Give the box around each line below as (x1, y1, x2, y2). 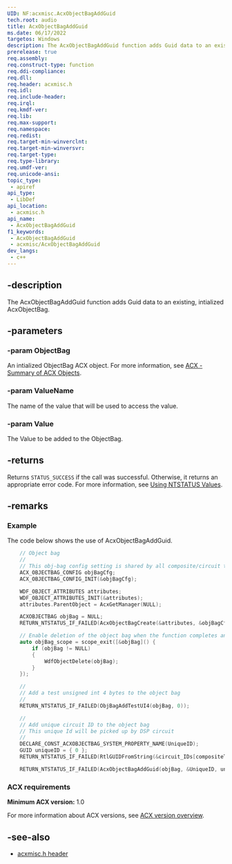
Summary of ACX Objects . (7, 369, 81, 377)
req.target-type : (7, 151, 57, 159)
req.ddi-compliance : (7, 68, 67, 75)
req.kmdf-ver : (7, 106, 48, 113)
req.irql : (7, 100, 36, 107)
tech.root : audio (7, 17, 57, 23)
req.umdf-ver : (7, 164, 48, 171)
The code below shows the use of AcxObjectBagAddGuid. (7, 536, 173, 545)
